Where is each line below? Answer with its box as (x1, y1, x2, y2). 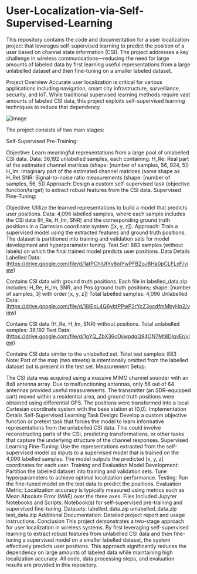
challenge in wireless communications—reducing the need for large (6, 55, 169, 62)
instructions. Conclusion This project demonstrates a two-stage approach (6, 518, 185, 525)
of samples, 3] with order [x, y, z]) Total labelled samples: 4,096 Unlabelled (6, 290, 188, 297)
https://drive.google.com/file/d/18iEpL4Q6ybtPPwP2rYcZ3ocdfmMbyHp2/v (8, 302, 191, 309)
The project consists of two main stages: (6, 126, 104, 133)
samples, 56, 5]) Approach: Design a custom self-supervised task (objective (6, 180, 190, 187)
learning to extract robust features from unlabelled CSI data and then (6, 530, 173, 537)
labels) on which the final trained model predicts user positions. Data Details (6, 248, 191, 255)
